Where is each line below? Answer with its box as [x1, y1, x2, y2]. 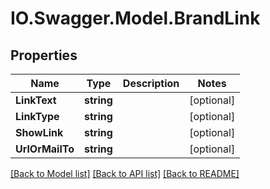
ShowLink [15, 126, 64, 139]
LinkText [15, 93, 57, 107]
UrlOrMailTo [15, 142, 75, 156]
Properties [10, 47, 78, 64]
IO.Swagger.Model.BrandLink [10, 7, 261, 30]
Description [122, 77, 180, 90]
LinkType [15, 110, 60, 123]
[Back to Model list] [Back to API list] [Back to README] [10, 168, 240, 179]
